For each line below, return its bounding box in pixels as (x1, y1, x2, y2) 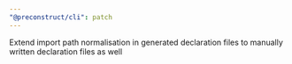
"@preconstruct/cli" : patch (9, 12, 113, 22)
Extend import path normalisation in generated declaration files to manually (9, 37, 283, 47)
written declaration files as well (9, 46, 123, 57)
